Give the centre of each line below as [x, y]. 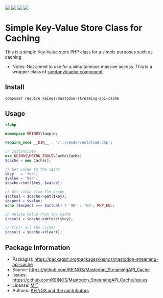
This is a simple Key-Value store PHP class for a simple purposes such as [79, 52]
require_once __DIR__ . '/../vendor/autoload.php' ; [59, 143]
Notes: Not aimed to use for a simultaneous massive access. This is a [82, 67]
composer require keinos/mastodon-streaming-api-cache [62, 98]
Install [15, 87]
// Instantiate [21, 152]
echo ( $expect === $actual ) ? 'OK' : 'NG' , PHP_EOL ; [60, 206]
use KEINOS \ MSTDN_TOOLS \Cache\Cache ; [44, 156]
